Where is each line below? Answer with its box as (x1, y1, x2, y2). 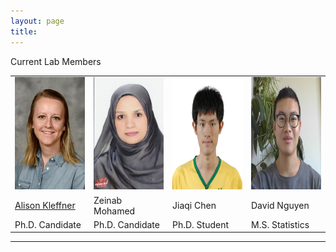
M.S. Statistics (251, 218, 310, 230)
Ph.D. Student (172, 218, 230, 230)
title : (10, 26, 38, 37)
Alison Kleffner (14, 200, 76, 211)
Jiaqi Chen (172, 200, 217, 211)
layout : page (10, 16, 65, 26)
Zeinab (93, 194, 123, 206)
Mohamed (93, 205, 136, 217)
